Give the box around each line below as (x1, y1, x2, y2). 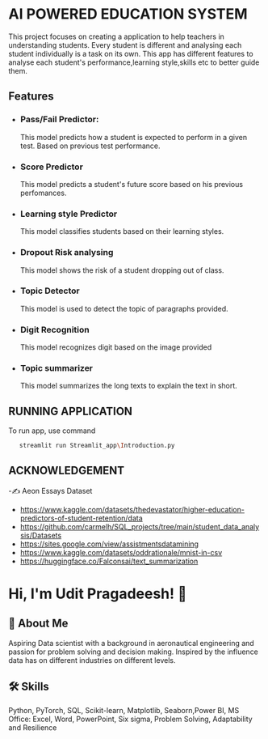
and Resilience (8, 722, 57, 733)
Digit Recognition (19, 324, 90, 335)
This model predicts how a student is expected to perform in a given (19, 132, 248, 142)
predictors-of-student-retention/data (19, 513, 143, 523)
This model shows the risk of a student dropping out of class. (19, 265, 224, 275)
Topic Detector (19, 285, 81, 296)
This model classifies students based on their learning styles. (19, 227, 224, 236)
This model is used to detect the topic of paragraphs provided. (19, 304, 228, 313)
